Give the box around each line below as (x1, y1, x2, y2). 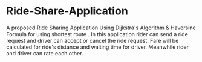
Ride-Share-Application (6, 4, 128, 18)
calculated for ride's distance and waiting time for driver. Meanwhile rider (6, 43, 189, 51)
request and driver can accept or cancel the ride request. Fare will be (6, 37, 179, 44)
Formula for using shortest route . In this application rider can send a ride (6, 30, 189, 37)
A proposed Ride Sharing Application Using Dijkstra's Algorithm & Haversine (6, 24, 196, 31)
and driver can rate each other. (6, 49, 83, 57)
